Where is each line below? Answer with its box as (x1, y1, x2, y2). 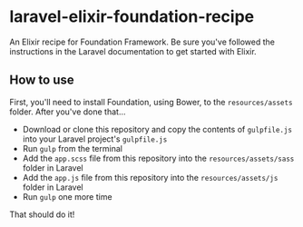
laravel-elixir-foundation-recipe (9, 6, 255, 27)
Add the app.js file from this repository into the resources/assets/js (22, 172, 279, 183)
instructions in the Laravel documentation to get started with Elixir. (9, 45, 257, 56)
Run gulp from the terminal (22, 143, 122, 153)
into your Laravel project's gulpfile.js (22, 133, 168, 144)
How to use (9, 73, 74, 88)
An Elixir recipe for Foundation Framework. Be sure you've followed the (9, 36, 275, 47)
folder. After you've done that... (9, 106, 126, 117)
